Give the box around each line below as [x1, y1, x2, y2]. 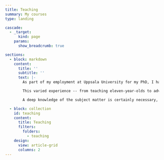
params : [14, 39, 29, 44]
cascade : [5, 25, 23, 30]
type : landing [5, 16, 34, 21]
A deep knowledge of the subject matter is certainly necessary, [22, 97, 159, 102]
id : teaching [14, 111, 41, 116]
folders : [22, 129, 41, 134]
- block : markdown [9, 57, 47, 62]
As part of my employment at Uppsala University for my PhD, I [22, 80, 154, 85]
